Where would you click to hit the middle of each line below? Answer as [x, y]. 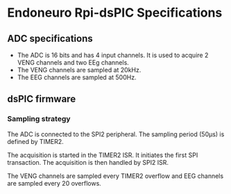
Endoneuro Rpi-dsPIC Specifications [115, 13]
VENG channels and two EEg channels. [73, 63]
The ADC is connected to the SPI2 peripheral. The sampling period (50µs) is [116, 134]
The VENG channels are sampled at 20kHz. [79, 70]
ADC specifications [50, 39]
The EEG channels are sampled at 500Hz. [77, 77]
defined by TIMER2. [35, 141]
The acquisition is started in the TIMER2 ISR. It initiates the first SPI [103, 155]
